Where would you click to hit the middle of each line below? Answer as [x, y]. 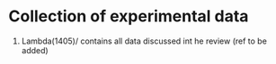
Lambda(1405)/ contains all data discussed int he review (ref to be [144, 41]
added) [35, 50]
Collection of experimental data [129, 16]
